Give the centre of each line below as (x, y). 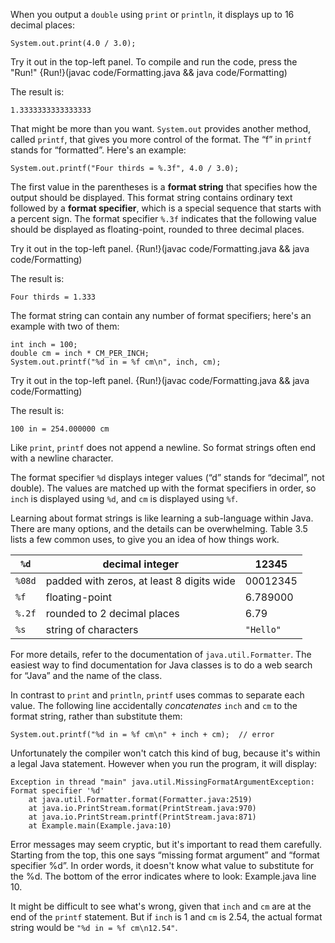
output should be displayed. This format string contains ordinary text (151, 197)
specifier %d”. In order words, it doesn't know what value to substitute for (162, 865)
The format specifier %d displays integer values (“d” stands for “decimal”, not (167, 477)
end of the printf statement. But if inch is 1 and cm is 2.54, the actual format (166, 917)
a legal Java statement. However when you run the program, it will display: (164, 763)
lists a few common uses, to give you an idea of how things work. (145, 539)
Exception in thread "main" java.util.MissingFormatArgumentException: (162, 782)
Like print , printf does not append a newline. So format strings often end (163, 447)
